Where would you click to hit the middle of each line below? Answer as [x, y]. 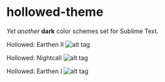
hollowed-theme [55, 12]
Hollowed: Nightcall [34, 58]
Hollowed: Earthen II [35, 44]
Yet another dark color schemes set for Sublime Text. [83, 31]
